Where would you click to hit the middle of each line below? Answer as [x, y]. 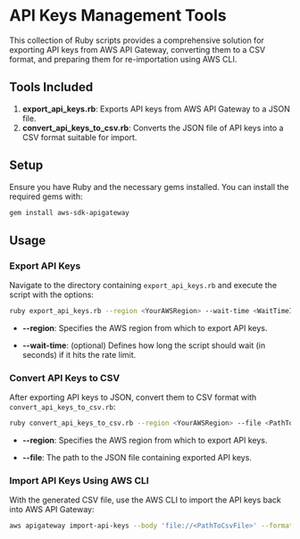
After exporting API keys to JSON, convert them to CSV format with [133, 397]
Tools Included [51, 87]
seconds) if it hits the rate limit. [79, 355]
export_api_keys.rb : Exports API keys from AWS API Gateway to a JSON [156, 109]
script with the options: [51, 294]
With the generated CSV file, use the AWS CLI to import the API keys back [145, 500]
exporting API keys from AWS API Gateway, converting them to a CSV [137, 49]
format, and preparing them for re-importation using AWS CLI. [123, 59]
